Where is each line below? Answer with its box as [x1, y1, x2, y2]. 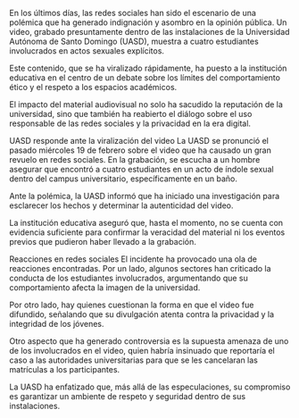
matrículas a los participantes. [9, 364, 120, 374]
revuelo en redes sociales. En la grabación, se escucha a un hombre [9, 155, 261, 164]
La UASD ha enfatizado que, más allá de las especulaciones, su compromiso [9, 381, 291, 392]
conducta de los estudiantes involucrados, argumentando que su [9, 272, 248, 283]
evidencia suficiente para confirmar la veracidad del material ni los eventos [9, 227, 286, 238]
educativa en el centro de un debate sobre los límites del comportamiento [9, 72, 281, 83]
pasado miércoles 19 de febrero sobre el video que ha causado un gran [9, 145, 272, 155]
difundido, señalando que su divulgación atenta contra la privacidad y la [9, 309, 275, 320]
